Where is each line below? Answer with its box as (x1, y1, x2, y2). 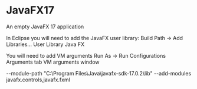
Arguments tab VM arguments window (6, 58, 100, 65)
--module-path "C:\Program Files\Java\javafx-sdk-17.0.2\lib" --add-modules (6, 70, 192, 77)
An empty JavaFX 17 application (6, 23, 84, 30)
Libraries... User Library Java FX (6, 41, 84, 48)
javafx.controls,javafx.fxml (6, 76, 71, 83)
